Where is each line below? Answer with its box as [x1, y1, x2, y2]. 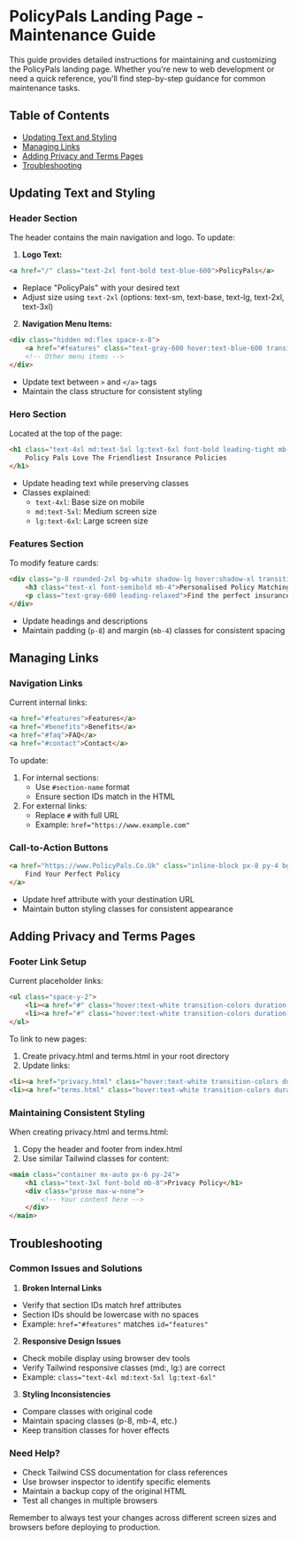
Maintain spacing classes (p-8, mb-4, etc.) [21, 1415, 178, 1426]
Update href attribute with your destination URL [21, 894, 194, 904]
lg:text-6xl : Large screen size [34, 515, 148, 526]
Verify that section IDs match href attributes [21, 1299, 182, 1310]
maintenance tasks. [9, 82, 80, 93]
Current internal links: [9, 697, 88, 708]
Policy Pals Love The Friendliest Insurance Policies [25, 453, 227, 462]
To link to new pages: [9, 1034, 88, 1044]
